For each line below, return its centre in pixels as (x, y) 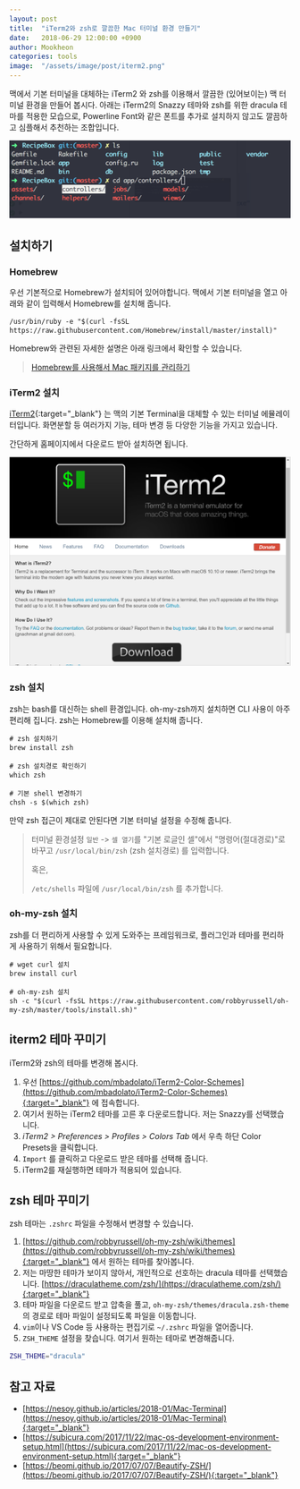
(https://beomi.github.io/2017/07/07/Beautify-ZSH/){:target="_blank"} (150, 1476)
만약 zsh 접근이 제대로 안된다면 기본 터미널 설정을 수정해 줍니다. (121, 820)
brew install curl (43, 974)
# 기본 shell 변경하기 (46, 793)
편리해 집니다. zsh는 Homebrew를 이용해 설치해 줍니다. (106, 719)
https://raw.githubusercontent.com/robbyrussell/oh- (189, 1001)
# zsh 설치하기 (33, 738)
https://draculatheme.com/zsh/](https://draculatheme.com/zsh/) (162, 1284)
